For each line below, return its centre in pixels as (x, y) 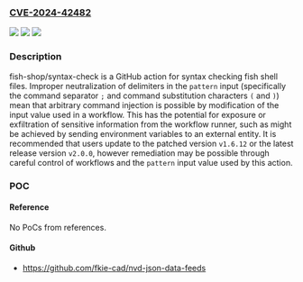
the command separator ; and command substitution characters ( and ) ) (144, 96)
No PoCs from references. (58, 227)
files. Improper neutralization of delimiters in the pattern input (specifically (148, 86)
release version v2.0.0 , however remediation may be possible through (140, 153)
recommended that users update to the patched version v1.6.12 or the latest (151, 143)
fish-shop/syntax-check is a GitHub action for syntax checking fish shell (143, 76)
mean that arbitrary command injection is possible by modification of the (144, 105)
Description (36, 57)
